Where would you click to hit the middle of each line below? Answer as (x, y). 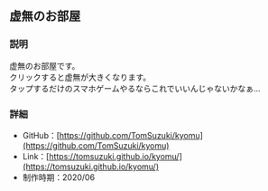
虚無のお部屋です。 (45, 65)
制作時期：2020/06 (59, 177)
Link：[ (36, 156)
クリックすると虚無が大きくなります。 (80, 77)
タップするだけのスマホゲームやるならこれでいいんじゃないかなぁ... (135, 88)
